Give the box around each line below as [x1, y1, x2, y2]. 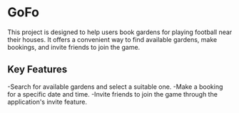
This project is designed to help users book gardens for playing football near [7, 28, 233, 36]
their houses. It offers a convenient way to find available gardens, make [7, 35, 218, 43]
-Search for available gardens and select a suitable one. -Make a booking [7, 82, 223, 91]
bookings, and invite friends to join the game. [7, 43, 141, 51]
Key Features [7, 63, 68, 75]
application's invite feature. [7, 97, 88, 106]
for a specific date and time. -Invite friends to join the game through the [7, 90, 218, 98]
